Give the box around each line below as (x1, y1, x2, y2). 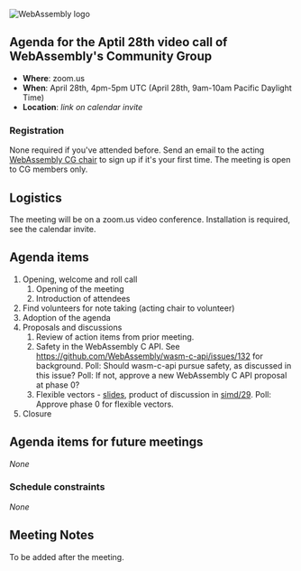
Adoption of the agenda (22, 312, 111, 323)
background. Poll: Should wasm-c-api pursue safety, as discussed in (35, 360, 292, 370)
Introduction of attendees (35, 293, 131, 304)
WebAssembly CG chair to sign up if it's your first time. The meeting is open (9, 154, 291, 165)
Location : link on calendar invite (22, 101, 143, 112)
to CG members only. (9, 164, 88, 175)
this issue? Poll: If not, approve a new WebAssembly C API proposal (35, 370, 287, 380)
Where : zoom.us (22, 72, 86, 83)
